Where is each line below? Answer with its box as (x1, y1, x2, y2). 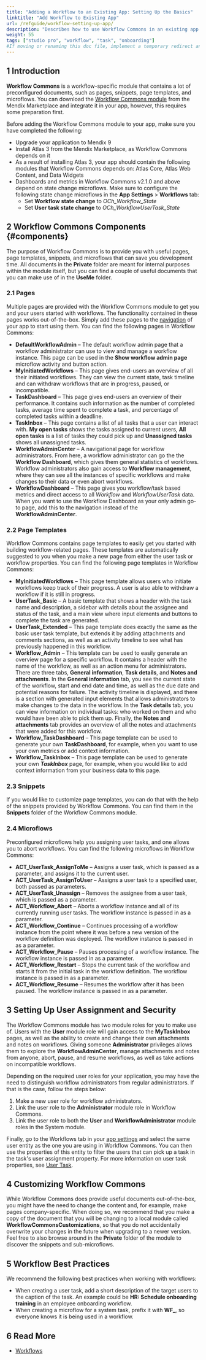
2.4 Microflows (6, 824, 53, 833)
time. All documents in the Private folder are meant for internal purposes (6, 260, 190, 268)
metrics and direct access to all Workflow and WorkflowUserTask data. (15, 490, 195, 498)
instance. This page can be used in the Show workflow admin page (15, 354, 188, 361)
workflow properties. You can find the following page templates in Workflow (6, 559, 199, 566)
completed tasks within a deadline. (15, 412, 104, 420)
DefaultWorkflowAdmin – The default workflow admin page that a (15, 341, 183, 348)
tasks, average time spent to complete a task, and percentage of (15, 406, 179, 413)
